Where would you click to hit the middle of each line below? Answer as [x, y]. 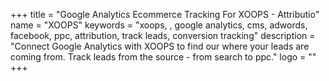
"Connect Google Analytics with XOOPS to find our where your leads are [160, 46]
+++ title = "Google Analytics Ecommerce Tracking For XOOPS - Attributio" [165, 14]
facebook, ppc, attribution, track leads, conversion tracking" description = [163, 35]
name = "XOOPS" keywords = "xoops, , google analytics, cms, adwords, [159, 25]
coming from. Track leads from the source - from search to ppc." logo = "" [163, 57]
